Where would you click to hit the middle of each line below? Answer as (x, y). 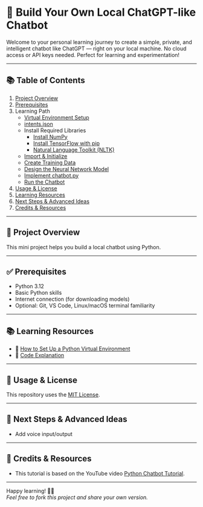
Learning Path (32, 111)
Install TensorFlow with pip (66, 143)
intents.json (38, 124)
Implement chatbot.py (51, 175)
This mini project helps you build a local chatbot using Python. (84, 247)
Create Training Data (50, 163)
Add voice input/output (43, 434)
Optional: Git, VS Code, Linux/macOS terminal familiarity (85, 306)
